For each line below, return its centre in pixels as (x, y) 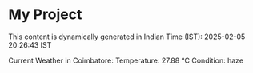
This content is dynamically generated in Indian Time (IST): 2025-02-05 (127, 36)
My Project (45, 15)
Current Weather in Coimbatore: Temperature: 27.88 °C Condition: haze (126, 60)
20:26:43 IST (30, 44)
